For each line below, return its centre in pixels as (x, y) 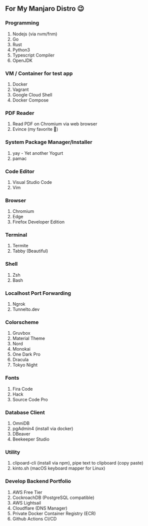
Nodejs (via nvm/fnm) (35, 34)
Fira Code (22, 389)
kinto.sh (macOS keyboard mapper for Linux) (59, 468)
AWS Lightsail (27, 503)
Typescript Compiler (33, 55)
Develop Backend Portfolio (38, 481)
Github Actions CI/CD (34, 519)
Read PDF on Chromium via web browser (55, 124)
